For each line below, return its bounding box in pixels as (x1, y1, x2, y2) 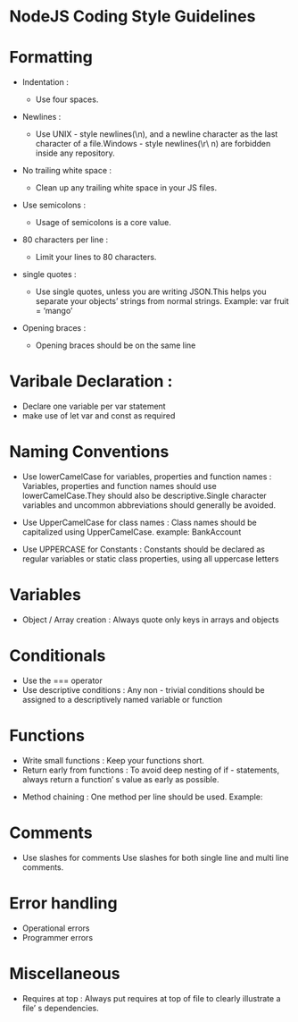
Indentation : (21, 77, 69, 88)
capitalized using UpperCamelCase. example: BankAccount (21, 527, 242, 537)
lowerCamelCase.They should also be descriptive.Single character (21, 490, 268, 501)
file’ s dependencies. (21, 1002, 100, 1013)
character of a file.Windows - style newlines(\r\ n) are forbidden (35, 139, 271, 149)
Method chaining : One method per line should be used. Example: (21, 791, 263, 802)
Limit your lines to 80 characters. (35, 252, 157, 263)
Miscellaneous (9, 963, 120, 984)
